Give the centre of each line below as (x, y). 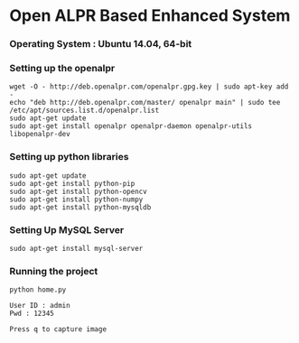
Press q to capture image (58, 329)
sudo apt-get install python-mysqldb (80, 207)
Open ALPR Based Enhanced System (150, 16)
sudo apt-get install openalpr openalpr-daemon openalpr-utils (131, 126)
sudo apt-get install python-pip (72, 183)
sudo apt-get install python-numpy (76, 199)
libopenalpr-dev (40, 134)
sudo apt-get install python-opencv (78, 191)
